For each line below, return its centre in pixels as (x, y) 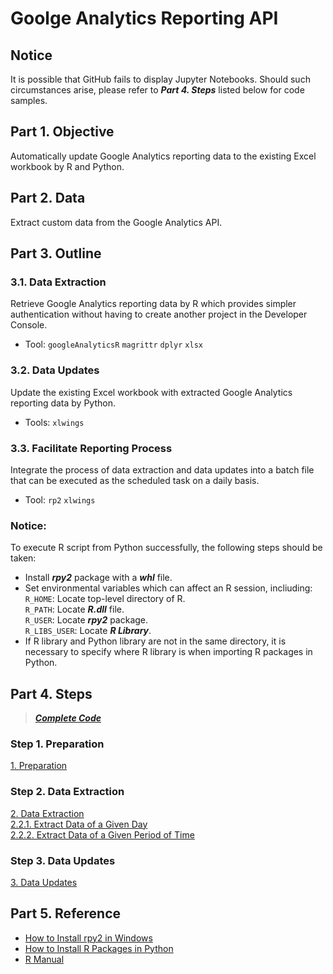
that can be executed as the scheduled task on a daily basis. (135, 480)
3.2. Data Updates (55, 370)
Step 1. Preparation (57, 744)
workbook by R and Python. (67, 166)
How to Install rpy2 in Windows (88, 938)
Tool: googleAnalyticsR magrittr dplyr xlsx (113, 344)
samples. (29, 100)
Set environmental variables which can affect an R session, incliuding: (168, 588)
